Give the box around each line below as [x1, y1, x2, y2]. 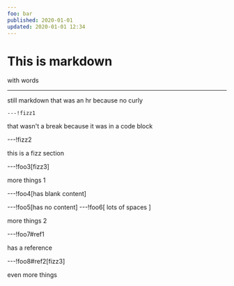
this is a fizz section [7, 149, 65, 158]
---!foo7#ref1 [7, 230, 45, 239]
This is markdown [7, 53, 113, 69]
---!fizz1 [7, 110, 36, 117]
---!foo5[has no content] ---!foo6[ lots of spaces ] [7, 203, 151, 211]
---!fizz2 [7, 135, 32, 144]
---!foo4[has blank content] [7, 190, 87, 198]
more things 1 [7, 176, 46, 185]
